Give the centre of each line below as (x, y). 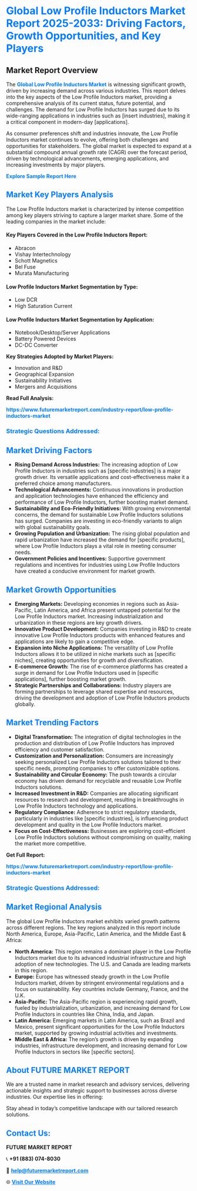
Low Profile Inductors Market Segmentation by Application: (80, 319)
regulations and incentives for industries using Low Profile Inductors (97, 565)
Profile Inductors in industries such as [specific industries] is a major (98, 471)
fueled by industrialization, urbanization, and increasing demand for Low (102, 1008)
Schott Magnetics (36, 261)
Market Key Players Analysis (60, 195)
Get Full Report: (26, 855)
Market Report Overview (52, 70)
